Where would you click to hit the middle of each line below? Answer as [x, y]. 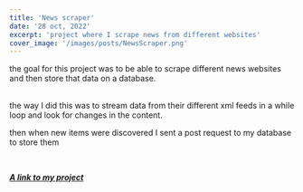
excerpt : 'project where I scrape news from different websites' [135, 34]
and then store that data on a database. [83, 79]
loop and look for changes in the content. [86, 115]
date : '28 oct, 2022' [50, 26]
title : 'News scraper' [52, 18]
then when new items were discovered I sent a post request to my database [151, 133]
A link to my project [47, 178]
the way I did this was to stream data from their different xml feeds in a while [152, 106]
